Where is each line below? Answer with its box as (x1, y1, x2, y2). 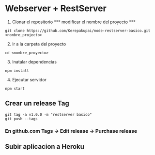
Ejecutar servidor (12, 77, 47, 82)
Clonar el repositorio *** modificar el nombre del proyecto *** (12, 19, 136, 25)
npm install (5, 68, 29, 73)
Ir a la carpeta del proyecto (12, 41, 66, 46)
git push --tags (5, 116, 38, 121)
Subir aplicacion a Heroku (5, 142, 85, 151)
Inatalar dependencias (12, 59, 57, 64)
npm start (5, 86, 25, 91)
